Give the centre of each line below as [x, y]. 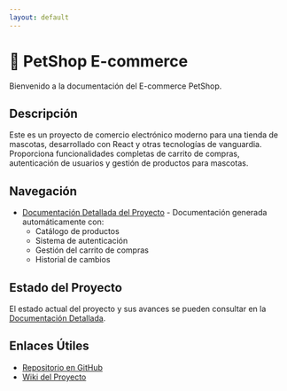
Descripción [43, 113]
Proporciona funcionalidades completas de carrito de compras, [124, 154]
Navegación [43, 191]
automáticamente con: [63, 222]
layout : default [39, 17]
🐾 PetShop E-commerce [99, 61]
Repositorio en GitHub [62, 367]
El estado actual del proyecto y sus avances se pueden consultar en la [138, 309]
